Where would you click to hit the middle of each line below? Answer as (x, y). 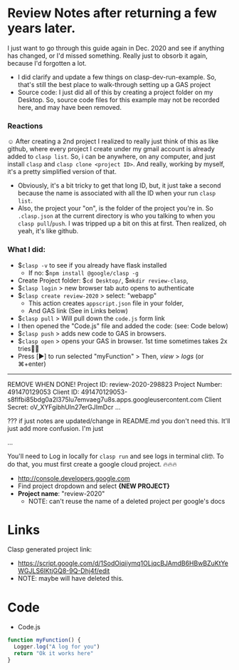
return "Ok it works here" (54, 654)
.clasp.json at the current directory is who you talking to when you (116, 216)
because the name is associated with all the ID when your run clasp (116, 193)
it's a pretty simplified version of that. (62, 172)
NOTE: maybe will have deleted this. (70, 579)
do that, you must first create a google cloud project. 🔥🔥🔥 (92, 464)
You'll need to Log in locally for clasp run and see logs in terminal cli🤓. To (116, 456)
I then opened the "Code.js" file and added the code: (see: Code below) (123, 325)
